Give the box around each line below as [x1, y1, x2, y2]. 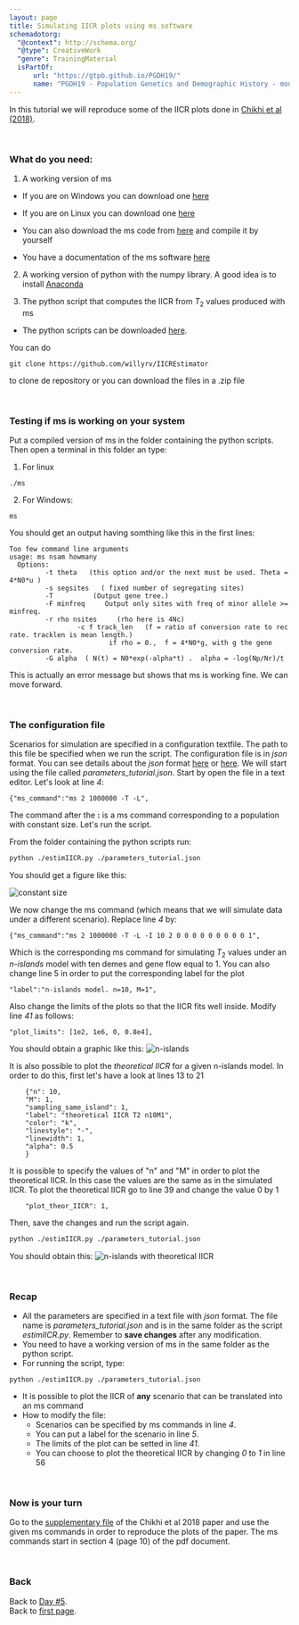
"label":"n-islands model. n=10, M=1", [9, 985, 158, 994]
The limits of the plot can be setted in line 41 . [35, 1438, 200, 1449]
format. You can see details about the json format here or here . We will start [9, 758, 287, 768]
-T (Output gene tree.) [44, 592, 169, 601]
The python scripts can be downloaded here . [21, 325, 188, 336]
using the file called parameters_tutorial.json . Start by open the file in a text [9, 767, 286, 778]
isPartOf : [17, 63, 53, 72]
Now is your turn [9, 1496, 83, 1509]
